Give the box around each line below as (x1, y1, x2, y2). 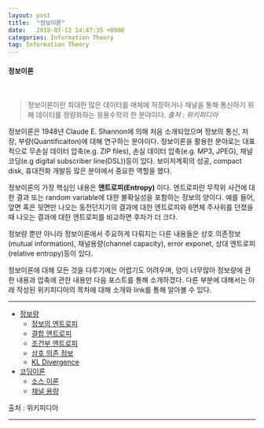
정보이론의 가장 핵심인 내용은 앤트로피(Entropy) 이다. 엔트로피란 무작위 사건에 (8, 183, 247, 193)
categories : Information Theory (8, 33, 114, 42)
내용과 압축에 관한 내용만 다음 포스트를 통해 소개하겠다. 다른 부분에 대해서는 (16, 275, 247, 285)
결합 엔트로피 (31, 329, 72, 338)
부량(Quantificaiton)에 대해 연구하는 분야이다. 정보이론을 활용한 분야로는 (18, 137, 241, 146)
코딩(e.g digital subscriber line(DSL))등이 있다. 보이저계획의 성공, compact (8, 157, 242, 166)
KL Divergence (31, 357, 80, 367)
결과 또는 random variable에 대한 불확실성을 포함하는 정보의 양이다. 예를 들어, (16, 193, 255, 202)
